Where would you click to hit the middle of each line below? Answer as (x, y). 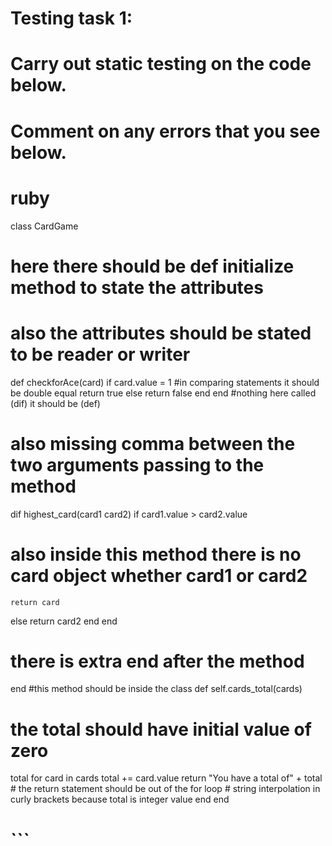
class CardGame (44, 226)
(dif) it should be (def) (55, 403)
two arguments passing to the (137, 464)
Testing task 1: (71, 18)
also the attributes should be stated (161, 333)
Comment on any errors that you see (165, 131)
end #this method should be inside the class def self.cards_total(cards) (156, 689)
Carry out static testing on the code (161, 64)
